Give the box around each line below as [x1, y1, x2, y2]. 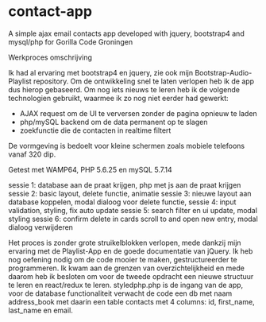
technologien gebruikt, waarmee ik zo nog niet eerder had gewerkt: [8, 93, 229, 103]
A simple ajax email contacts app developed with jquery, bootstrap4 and [8, 29, 245, 38]
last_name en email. [8, 305, 74, 315]
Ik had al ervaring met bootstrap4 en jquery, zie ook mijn [8, 68, 193, 77]
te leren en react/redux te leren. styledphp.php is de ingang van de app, [8, 280, 244, 289]
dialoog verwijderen [8, 222, 74, 232]
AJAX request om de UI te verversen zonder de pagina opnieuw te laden [19, 108, 258, 118]
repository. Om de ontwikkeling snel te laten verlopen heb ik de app [33, 76, 255, 86]
